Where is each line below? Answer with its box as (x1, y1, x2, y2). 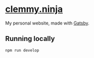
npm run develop (5, 47, 39, 53)
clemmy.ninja (5, 3, 63, 15)
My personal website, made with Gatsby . (5, 20, 89, 26)
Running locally (5, 34, 55, 43)
